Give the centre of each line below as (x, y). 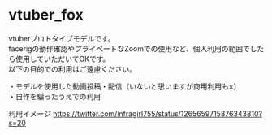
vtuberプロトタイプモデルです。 (62, 38)
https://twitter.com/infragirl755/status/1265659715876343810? (157, 113)
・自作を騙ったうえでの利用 (55, 96)
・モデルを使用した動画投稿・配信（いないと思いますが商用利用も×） (125, 86)
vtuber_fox (46, 15)
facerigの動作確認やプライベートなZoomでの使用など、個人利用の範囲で (129, 48)
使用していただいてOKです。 (63, 59)
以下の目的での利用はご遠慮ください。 (72, 69)
